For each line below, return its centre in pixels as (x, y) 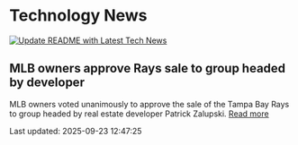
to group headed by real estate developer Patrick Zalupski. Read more (139, 114)
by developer (47, 83)
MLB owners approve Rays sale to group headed (148, 68)
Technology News (78, 16)
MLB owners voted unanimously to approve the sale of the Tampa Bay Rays (149, 104)
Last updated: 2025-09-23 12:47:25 (76, 131)
